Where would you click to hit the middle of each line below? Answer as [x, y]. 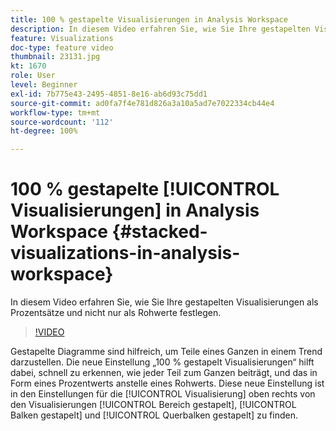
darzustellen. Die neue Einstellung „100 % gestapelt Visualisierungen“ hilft [162, 362]
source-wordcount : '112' [62, 122]
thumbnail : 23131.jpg [55, 57]
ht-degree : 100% [44, 131]
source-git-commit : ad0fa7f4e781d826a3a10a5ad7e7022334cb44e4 [142, 103]
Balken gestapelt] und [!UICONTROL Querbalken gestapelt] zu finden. [154, 415]
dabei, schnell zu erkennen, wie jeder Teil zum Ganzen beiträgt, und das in [164, 373]
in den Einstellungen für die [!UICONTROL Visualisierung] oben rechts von [163, 394]
